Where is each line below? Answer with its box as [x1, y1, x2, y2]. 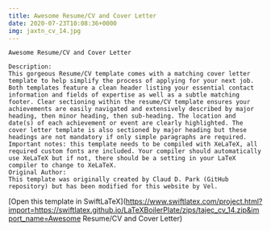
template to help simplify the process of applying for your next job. [8, 77, 254, 85]
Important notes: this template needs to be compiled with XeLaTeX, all [8, 140, 258, 149]
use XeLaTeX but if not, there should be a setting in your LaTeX [8, 155, 236, 163]
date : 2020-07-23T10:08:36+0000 [8, 19, 117, 27]
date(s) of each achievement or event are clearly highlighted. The [8, 119, 244, 127]
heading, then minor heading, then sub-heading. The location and [8, 112, 236, 121]
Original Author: [8, 168, 67, 177]
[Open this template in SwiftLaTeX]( [8, 196, 127, 206]
